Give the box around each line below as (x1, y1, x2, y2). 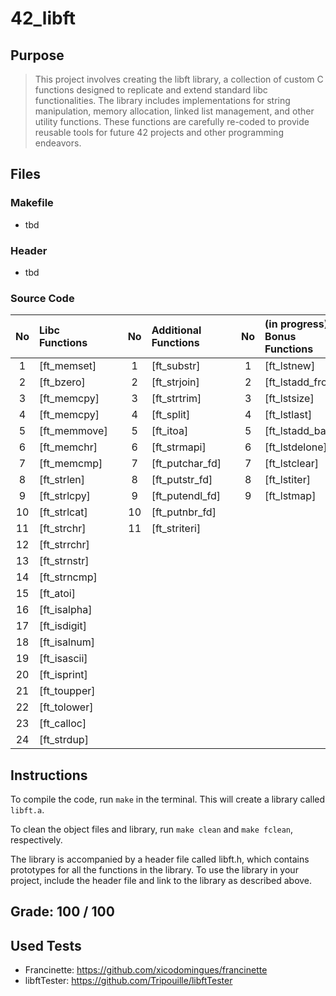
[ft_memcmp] (39, 457, 103, 471)
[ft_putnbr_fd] (151, 505, 217, 519)
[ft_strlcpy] (39, 489, 91, 503)
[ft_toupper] (39, 684, 96, 698)
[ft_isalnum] (39, 635, 96, 649)
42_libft (10, 7, 76, 30)
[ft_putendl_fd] (151, 489, 221, 503)
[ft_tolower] (39, 700, 94, 714)
